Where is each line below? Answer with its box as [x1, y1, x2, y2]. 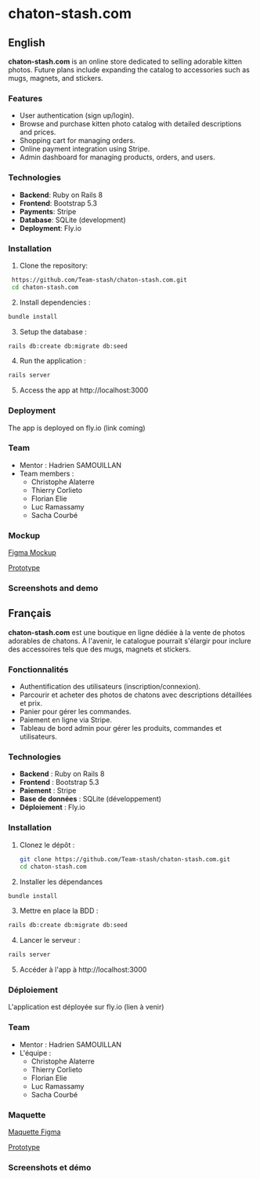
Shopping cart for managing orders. [19, 136, 135, 145]
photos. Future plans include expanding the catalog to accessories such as [8, 65, 251, 75]
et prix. [19, 699, 43, 708]
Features [8, 93, 43, 104]
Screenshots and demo [8, 582, 99, 593]
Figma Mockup [8, 548, 56, 557]
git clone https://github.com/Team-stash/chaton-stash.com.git [19, 855, 231, 863]
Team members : [19, 469, 74, 478]
